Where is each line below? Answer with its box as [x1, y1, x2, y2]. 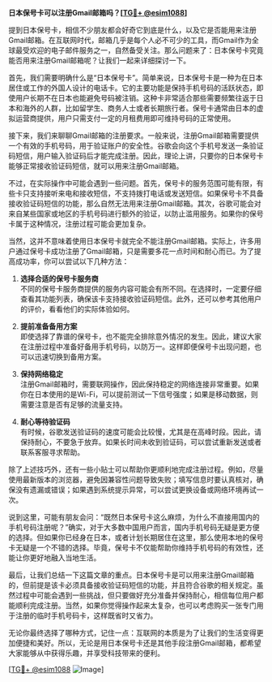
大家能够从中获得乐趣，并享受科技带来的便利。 [8, 649, 164, 658]
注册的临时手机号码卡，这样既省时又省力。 [15, 611, 158, 620]
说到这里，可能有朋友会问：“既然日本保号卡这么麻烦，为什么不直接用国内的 [8, 512, 261, 522]
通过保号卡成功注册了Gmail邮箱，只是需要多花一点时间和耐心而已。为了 [15, 247, 255, 256]
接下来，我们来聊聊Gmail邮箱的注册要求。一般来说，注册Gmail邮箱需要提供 [8, 131, 259, 140]
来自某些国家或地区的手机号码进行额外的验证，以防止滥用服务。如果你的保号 [8, 209, 264, 218]
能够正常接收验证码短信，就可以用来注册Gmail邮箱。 [8, 162, 184, 170]
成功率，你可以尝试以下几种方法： [15, 257, 130, 266]
